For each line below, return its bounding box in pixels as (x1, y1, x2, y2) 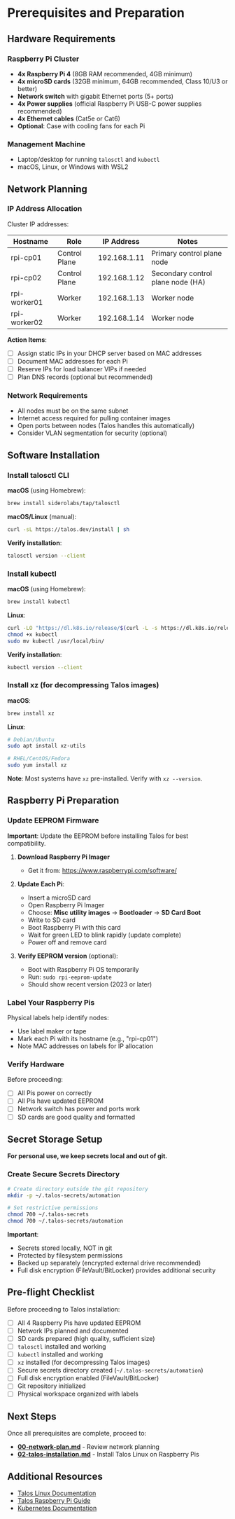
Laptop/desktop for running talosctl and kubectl (17, 156, 160, 164)
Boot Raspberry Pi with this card (27, 923, 121, 931)
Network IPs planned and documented (17, 1326, 129, 1335)
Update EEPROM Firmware (7, 816, 99, 825)
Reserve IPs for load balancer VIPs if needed (17, 364, 147, 373)
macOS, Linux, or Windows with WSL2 (17, 163, 129, 171)
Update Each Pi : (17, 879, 65, 888)
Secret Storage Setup (7, 1133, 103, 1145)
